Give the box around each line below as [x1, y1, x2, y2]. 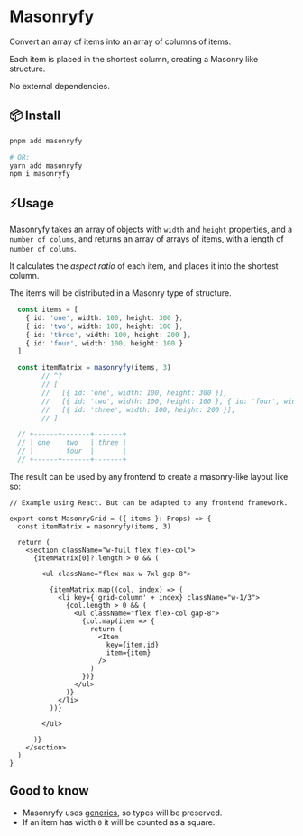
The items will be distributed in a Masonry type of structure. [9, 288, 232, 299]
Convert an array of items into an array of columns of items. [9, 36, 232, 47]
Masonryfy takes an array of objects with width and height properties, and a [9, 224, 293, 235]
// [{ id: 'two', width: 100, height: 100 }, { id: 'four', [41, 397, 280, 406]
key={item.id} [106, 640, 160, 649]
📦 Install [9, 108, 61, 124]
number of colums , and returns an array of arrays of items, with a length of [9, 234, 284, 244]
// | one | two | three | [17, 438, 127, 447]
